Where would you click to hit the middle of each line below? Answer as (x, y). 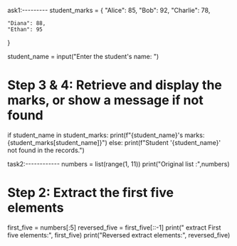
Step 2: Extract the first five (91, 193)
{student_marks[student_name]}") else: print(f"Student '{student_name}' (114, 142)
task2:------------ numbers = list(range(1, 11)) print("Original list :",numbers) (118, 164)
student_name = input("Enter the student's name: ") (83, 57)
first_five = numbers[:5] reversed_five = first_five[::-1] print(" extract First (114, 228)
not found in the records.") (46, 150)
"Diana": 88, (27, 23)
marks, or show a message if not (106, 101)
